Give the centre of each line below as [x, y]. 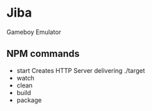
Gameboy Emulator [34, 32]
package [29, 100]
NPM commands [43, 54]
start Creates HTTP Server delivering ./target [81, 70]
